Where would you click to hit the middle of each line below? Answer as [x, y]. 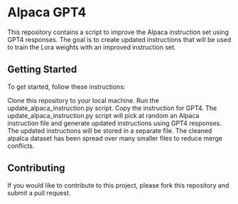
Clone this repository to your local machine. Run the [83, 100]
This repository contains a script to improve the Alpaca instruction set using [118, 32]
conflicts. [21, 146]
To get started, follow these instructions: [66, 87]
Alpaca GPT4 [47, 12]
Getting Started [42, 69]
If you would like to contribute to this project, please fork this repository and [118, 185]
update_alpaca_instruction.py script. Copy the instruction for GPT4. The [112, 108]
